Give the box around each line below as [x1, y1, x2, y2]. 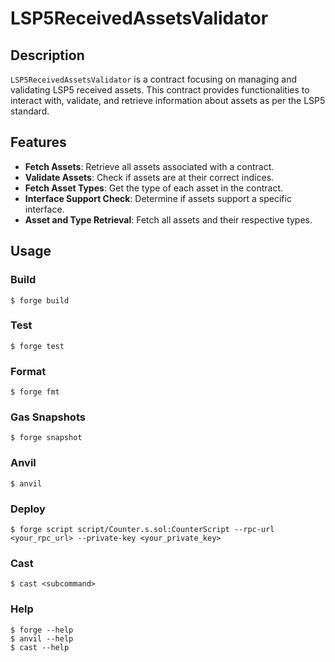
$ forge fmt [10, 387, 60, 397]
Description [10, 47, 85, 64]
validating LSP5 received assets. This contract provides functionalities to [10, 84, 310, 96]
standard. [10, 105, 50, 117]
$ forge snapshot [10, 433, 83, 443]
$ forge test [10, 341, 65, 351]
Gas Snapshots [10, 410, 86, 424]
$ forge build [10, 295, 70, 306]
